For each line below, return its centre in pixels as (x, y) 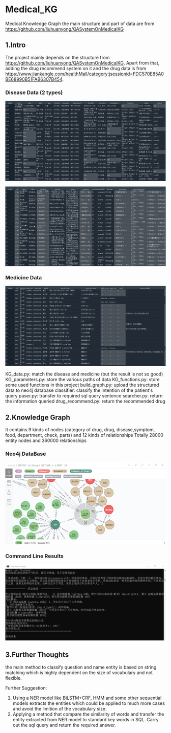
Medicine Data (24, 278)
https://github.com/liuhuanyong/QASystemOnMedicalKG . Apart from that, (82, 63)
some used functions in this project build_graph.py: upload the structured (82, 385)
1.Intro (16, 45)
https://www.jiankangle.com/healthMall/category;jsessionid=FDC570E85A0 (85, 74)
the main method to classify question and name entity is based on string (81, 667)
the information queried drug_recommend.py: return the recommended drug (85, 401)
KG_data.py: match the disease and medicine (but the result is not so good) (84, 374)
